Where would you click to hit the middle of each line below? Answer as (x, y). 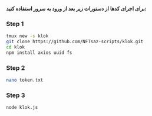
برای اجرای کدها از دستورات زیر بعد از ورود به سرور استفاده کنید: (76, 9)
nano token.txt (25, 80)
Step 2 (16, 67)
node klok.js (22, 108)
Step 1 (15, 24)
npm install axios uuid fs (39, 53)
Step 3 (16, 95)
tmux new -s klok (27, 36)
